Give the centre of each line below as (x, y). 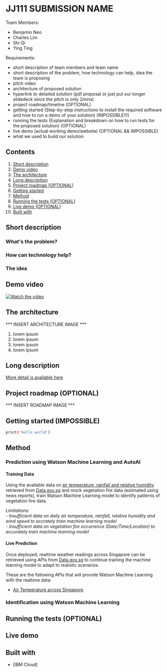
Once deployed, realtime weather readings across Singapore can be (76, 554)
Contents (20, 152)
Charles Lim (25, 37)
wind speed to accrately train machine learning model (61, 521)
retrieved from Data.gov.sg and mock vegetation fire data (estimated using (82, 490)
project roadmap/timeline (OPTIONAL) (52, 104)
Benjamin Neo (27, 32)
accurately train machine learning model (47, 532)
